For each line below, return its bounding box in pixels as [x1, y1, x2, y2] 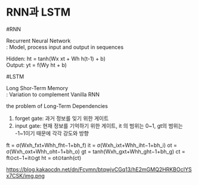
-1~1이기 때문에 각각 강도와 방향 [14, 129, 89, 137]
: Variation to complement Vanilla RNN [6, 91, 100, 98]
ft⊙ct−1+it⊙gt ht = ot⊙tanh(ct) [6, 154, 82, 161]
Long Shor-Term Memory [6, 84, 69, 91]
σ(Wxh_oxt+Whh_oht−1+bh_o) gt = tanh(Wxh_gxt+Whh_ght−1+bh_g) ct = [6, 147, 186, 155]
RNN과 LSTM [6, 5, 71, 19]
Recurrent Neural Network [6, 37, 71, 44]
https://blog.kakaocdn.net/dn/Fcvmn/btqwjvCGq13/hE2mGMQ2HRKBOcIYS [6, 165, 192, 173]
